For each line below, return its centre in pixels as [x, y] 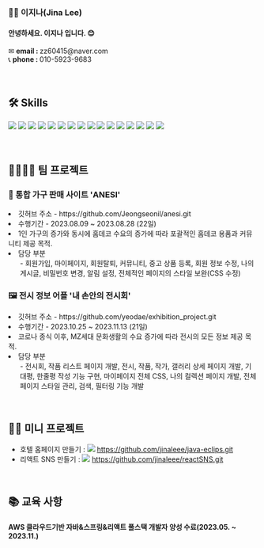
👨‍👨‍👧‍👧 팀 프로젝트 [48, 171]
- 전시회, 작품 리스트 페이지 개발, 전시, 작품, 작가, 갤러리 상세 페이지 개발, [131, 366]
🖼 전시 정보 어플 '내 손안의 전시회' [70, 295]
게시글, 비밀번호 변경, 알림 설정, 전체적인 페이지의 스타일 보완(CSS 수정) [130, 273]
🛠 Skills [28, 103]
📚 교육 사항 [36, 502]
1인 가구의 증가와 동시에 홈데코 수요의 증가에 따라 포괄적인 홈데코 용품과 [128, 233]
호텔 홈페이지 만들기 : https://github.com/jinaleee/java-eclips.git [126, 449]
